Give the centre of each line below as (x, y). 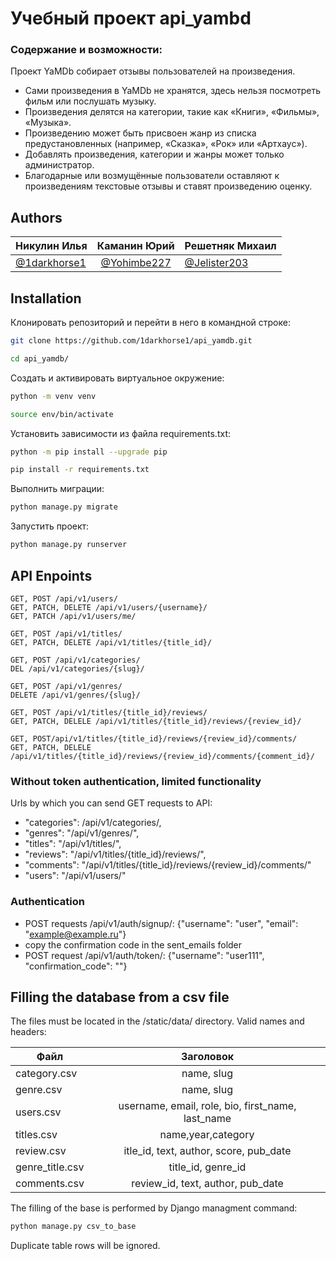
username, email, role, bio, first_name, (207, 1106)
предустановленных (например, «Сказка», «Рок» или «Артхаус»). (166, 144)
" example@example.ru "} (75, 934)
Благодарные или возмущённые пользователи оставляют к (152, 176)
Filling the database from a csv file (120, 997)
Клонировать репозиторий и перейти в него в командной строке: (150, 323)
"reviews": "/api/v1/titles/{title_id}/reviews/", (115, 854)
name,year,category (207, 1135)
